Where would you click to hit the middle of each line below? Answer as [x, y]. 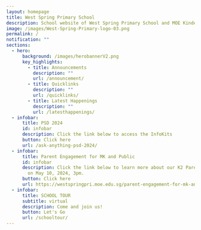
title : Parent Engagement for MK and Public [78, 156]
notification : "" [28, 40]
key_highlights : [42, 62]
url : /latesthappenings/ [64, 112]
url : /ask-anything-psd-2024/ [60, 145]
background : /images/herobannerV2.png [70, 56]
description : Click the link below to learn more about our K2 [103, 168]
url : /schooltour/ [45, 218]
